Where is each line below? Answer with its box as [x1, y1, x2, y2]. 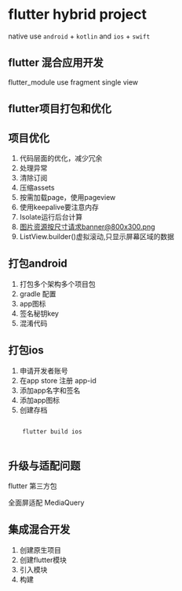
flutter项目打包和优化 [8, 102, 112, 115]
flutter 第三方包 [8, 481, 57, 491]
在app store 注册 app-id [19, 375, 96, 385]
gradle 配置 [19, 288, 56, 299]
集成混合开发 [8, 523, 71, 536]
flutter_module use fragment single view [8, 77, 139, 87]
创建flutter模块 [19, 555, 67, 564]
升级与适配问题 [8, 459, 81, 472]
